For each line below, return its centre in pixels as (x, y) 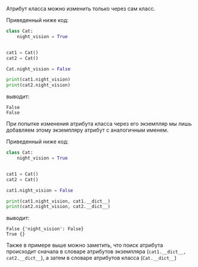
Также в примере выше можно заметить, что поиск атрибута (85, 245)
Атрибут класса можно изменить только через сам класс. (81, 9)
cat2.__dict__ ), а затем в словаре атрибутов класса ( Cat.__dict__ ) (92, 258)
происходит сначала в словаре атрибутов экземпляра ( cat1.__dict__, (96, 252)
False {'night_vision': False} (45, 229)
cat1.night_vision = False (40, 190)
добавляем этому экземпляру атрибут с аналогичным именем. (87, 130)
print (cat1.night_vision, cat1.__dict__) (58, 201)
